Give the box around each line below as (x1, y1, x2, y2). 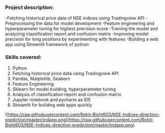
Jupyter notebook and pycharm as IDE (12, 96, 91, 102)
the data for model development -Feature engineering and (36, 20, 155, 26)
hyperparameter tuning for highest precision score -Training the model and (5, 26, 158, 32)
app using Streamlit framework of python (5, 42, 89, 47)
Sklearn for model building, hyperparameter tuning (12, 86, 116, 92)
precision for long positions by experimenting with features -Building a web (5, 36, 159, 42)
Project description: (5, 4, 54, 11)
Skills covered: (5, 54, 42, 61)
